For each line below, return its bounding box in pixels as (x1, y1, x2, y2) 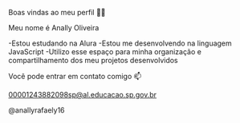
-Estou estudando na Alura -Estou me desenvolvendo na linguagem (8, 38, 233, 48)
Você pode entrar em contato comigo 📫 (8, 72, 142, 81)
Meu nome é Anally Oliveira (8, 23, 100, 32)
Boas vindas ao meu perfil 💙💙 (8, 8, 106, 17)
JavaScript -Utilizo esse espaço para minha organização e (8, 47, 202, 56)
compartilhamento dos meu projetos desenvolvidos (8, 56, 178, 65)
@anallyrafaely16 (8, 105, 66, 115)
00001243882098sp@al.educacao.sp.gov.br (8, 90, 157, 99)
